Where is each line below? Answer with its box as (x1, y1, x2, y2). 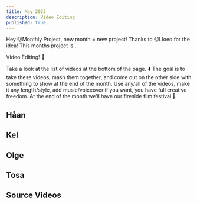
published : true (6, 20, 46, 25)
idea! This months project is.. (6, 42, 77, 49)
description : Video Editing (6, 14, 75, 20)
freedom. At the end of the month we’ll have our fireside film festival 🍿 (6, 93, 176, 100)
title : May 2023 (6, 8, 46, 15)
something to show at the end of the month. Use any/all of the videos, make (6, 80, 191, 88)
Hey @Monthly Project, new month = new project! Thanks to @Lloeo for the (6, 36, 191, 43)
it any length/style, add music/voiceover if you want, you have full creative (6, 86, 187, 93)
